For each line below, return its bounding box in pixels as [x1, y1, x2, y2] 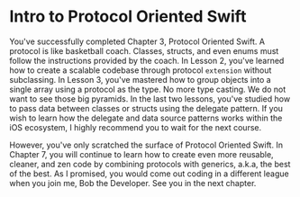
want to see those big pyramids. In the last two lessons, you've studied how [9, 93, 291, 104]
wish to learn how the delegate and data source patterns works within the [9, 112, 283, 123]
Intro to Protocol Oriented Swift [9, 6, 247, 27]
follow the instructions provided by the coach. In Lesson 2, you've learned [9, 55, 285, 66]
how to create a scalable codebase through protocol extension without [9, 65, 272, 76]
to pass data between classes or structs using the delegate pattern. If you [9, 103, 284, 113]
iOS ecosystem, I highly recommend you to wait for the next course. [9, 121, 262, 132]
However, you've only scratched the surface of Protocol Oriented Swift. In [9, 139, 284, 150]
